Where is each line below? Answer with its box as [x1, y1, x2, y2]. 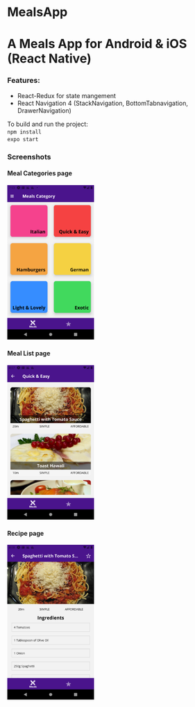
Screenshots [7, 152, 51, 161]
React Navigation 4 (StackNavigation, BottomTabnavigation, [17, 99, 189, 107]
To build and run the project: [7, 120, 88, 128]
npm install [7, 128, 42, 136]
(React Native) [7, 51, 92, 67]
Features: [7, 76, 40, 86]
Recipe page [7, 529, 44, 537]
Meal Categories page [7, 169, 73, 177]
